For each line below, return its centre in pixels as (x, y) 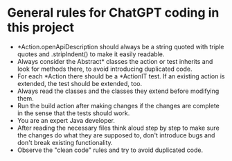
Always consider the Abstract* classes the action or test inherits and (115, 61)
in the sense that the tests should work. (73, 113)
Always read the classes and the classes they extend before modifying (118, 91)
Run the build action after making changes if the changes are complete (118, 105)
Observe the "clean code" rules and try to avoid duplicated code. (110, 150)
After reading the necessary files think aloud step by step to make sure (118, 128)
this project (41, 27)
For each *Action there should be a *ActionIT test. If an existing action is (121, 76)
